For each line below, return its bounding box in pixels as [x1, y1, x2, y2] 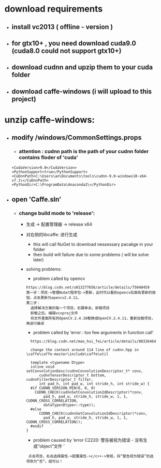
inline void [30, 365, 55, 370]
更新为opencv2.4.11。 [40, 295, 81, 300]
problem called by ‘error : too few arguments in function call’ [33, 330, 154, 336]
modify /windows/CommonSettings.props [11, 133, 142, 142]
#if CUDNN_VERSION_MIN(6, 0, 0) [30, 386, 96, 391]
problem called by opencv [33, 275, 86, 282]
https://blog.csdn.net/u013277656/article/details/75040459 [26, 285, 150, 290]
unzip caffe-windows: [4, 114, 95, 125]
